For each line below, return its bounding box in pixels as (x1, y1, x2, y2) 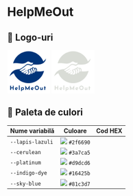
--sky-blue (10, 180, 41, 187)
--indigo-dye (10, 170, 47, 177)
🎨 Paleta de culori (7, 107, 84, 118)
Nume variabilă (10, 127, 55, 135)
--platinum (10, 160, 41, 166)
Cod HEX (95, 127, 123, 135)
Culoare (64, 127, 87, 135)
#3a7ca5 (68, 149, 90, 156)
